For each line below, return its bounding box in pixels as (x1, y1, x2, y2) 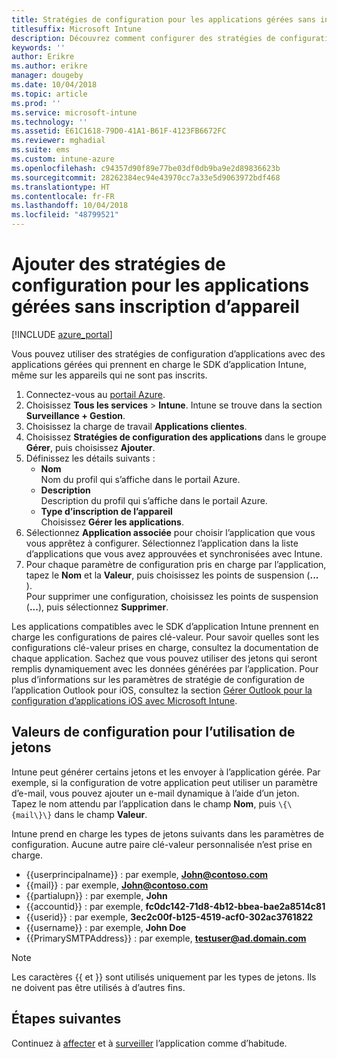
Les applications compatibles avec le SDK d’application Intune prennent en (11, 620, 319, 632)
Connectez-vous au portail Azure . (25, 388, 166, 400)
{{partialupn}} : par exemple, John (25, 889, 168, 901)
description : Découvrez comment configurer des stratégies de (11, 33, 276, 43)
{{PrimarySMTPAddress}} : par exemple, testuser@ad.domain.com (25, 932, 307, 944)
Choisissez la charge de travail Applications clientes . (25, 420, 248, 432)
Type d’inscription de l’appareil (40, 505, 173, 517)
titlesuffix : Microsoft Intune (11, 24, 142, 34)
